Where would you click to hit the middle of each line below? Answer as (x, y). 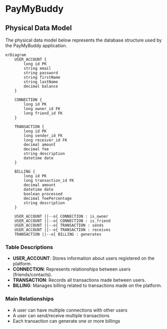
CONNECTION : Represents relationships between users (71, 269)
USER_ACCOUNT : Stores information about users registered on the (83, 258)
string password (41, 73)
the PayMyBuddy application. (36, 46)
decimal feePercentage (48, 198)
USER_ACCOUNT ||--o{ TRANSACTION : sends (59, 225)
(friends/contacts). (32, 275)
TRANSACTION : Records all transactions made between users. (79, 280)
